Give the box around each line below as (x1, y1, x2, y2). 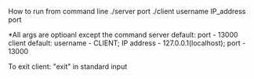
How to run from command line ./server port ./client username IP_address (8, 7, 246, 16)
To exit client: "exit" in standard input (8, 62, 128, 71)
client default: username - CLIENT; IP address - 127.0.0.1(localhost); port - (8, 38, 246, 48)
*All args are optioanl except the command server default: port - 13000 (8, 31, 238, 39)
